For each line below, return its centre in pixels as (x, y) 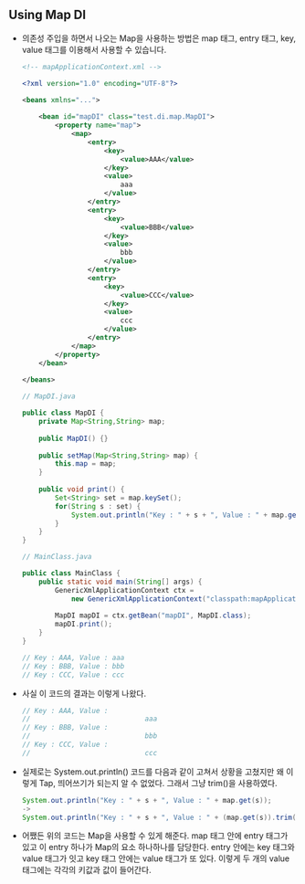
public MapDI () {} (74, 438)
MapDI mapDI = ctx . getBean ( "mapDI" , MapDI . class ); (153, 616)
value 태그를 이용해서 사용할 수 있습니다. (94, 49)
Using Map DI (47, 15)
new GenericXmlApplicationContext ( (138, 599)
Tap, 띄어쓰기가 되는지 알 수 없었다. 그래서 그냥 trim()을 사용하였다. (158, 783)
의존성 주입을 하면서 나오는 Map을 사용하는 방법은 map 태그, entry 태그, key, (158, 38)
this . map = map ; (86, 464)
